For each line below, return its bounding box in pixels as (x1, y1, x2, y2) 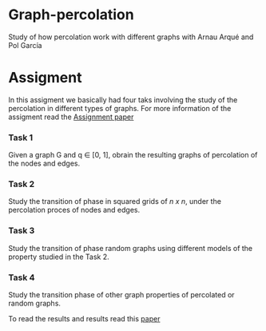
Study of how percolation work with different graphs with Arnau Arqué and (8, 32, 254, 42)
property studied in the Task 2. (8, 252, 109, 261)
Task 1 (8, 132, 34, 143)
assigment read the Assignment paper (8, 112, 134, 122)
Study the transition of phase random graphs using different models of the (8, 243, 253, 253)
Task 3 (8, 225, 35, 237)
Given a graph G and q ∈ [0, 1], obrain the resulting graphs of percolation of (8, 150, 258, 160)
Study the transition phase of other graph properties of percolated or (8, 290, 235, 300)
